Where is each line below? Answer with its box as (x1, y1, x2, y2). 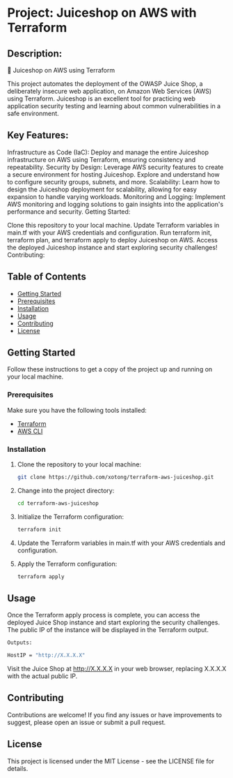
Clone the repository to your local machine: (17, 460, 141, 469)
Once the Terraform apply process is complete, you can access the (7, 611, 200, 619)
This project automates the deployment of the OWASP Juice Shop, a (7, 80, 203, 88)
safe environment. (7, 110, 59, 117)
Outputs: (7, 639, 33, 647)
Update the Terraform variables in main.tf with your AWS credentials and (17, 538, 226, 547)
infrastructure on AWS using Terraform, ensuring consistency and (7, 155, 196, 163)
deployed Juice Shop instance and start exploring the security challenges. (7, 618, 220, 626)
